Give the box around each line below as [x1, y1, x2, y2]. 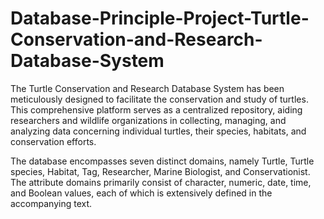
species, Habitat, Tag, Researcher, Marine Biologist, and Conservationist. [10, 165, 311, 177]
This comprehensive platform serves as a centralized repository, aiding [10, 103, 303, 116]
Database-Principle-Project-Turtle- [10, 7, 310, 30]
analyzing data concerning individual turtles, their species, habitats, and [10, 125, 307, 137]
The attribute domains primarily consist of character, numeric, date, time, [10, 176, 312, 188]
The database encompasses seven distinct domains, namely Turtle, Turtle [10, 155, 315, 167]
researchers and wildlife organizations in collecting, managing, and [10, 114, 287, 126]
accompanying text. [10, 197, 93, 209]
